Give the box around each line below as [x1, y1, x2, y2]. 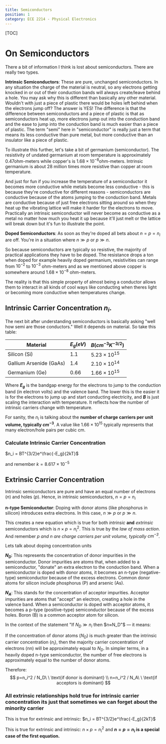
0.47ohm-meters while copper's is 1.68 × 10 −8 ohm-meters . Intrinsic [5, 157, 143, 164]
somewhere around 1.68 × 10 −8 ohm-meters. [5, 268, 96, 275]
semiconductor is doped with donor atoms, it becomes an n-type [5, 569, 138, 575]
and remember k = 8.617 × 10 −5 [5, 460, 70, 467]
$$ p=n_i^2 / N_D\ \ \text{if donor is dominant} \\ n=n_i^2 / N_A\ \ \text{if [9, 675, 158, 681]
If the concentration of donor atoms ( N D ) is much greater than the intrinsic [5, 633, 158, 639]
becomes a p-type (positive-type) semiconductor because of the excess [5, 607, 154, 613]
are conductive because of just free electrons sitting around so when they [5, 200, 157, 206]
